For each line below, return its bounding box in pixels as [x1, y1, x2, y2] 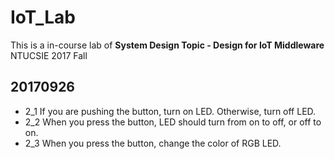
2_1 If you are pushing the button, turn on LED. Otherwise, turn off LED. [24, 105, 317, 117]
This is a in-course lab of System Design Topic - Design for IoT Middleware [10, 39, 325, 51]
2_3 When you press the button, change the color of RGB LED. [24, 137, 282, 149]
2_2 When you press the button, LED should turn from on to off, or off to [24, 116, 322, 128]
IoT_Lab [10, 6, 76, 29]
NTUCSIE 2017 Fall [10, 49, 88, 61]
